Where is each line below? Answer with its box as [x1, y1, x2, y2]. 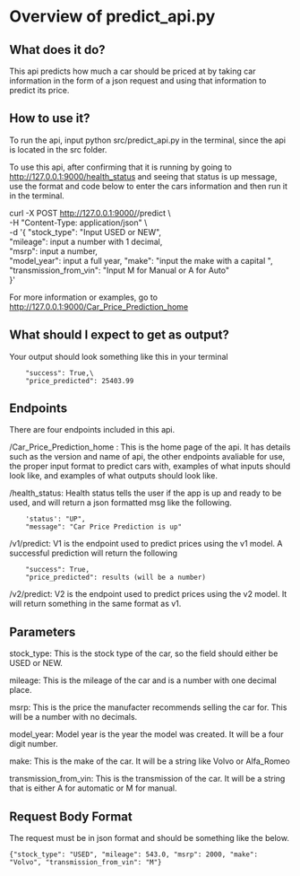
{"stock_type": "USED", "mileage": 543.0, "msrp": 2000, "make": [9, 850, 258, 859]
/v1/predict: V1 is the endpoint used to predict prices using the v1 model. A [9, 539, 284, 549]
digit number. [9, 739, 58, 749]
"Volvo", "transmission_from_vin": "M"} [9, 858, 163, 867]
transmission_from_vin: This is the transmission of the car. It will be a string [9, 774, 286, 784]
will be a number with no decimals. [9, 712, 138, 723]
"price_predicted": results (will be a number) [25, 573, 206, 583]
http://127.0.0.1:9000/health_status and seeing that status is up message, [9, 171, 278, 181]
